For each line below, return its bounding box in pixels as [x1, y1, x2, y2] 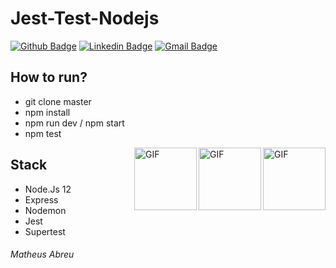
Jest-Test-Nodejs [10, 7, 160, 30]
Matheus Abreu [10, 248, 75, 261]
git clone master [24, 95, 92, 107]
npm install [24, 106, 71, 118]
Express [24, 193, 59, 206]
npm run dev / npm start [24, 117, 125, 129]
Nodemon [24, 204, 67, 216]
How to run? [10, 69, 88, 86]
